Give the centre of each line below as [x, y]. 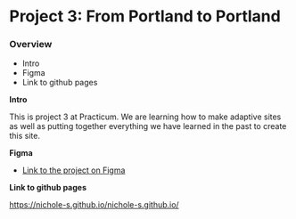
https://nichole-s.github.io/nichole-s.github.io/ [95, 205]
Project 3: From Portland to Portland [145, 16]
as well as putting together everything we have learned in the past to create [148, 126]
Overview [31, 45]
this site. [25, 136]
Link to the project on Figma [74, 170]
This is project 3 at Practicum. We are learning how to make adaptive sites [145, 117]
